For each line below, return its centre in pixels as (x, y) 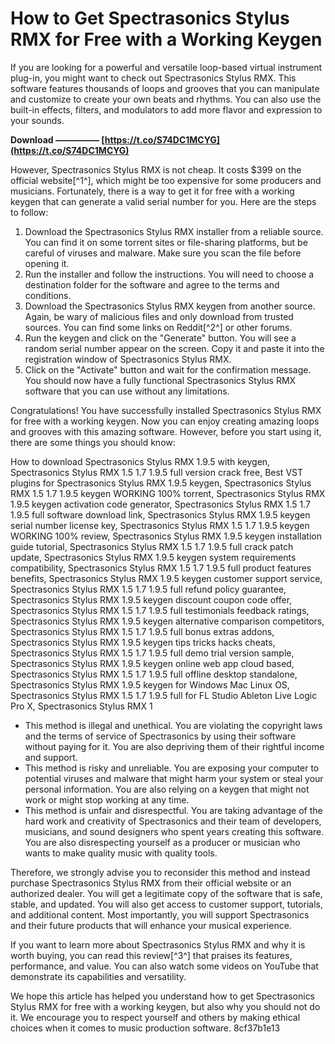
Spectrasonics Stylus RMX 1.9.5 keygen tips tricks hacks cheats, (143, 642)
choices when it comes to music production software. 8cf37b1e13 (145, 1028)
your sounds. (37, 120)
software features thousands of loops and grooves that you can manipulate (165, 88)
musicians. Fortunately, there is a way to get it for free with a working (152, 191)
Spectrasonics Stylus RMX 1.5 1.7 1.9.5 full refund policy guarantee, (148, 589)
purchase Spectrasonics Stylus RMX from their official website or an (151, 883)
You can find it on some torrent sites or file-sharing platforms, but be (166, 242)
